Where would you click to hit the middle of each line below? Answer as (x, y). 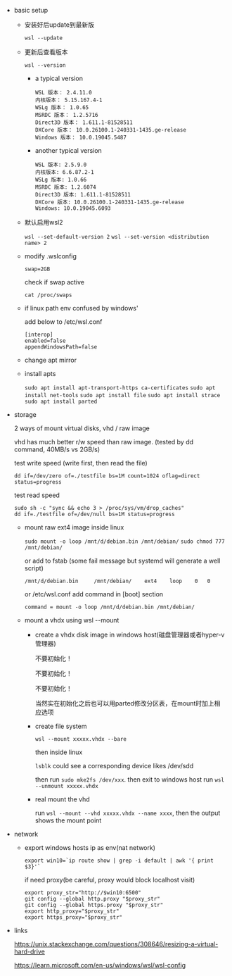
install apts (40, 374)
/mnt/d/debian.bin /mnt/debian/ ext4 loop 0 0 (117, 581)
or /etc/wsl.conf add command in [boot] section (94, 594)
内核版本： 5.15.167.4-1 (69, 100)
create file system (61, 726)
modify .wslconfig (51, 256)
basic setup (31, 10)
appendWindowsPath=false (61, 347)
